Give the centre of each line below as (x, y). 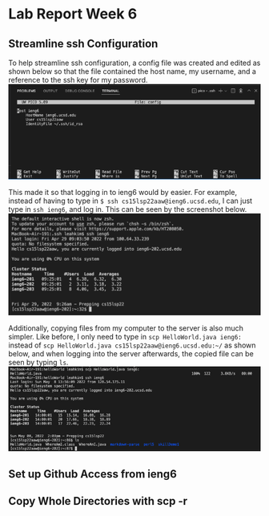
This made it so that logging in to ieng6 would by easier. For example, (123, 193)
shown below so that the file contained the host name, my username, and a (132, 71)
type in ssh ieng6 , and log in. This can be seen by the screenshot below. (128, 209)
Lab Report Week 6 (73, 14)
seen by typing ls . (38, 362)
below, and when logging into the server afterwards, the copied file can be (131, 353)
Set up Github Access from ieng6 (93, 474)
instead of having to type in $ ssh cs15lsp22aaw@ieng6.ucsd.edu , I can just (130, 201)
